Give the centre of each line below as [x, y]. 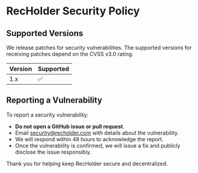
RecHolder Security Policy [73, 11]
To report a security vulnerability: [48, 115]
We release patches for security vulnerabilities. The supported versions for [99, 47]
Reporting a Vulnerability [54, 100]
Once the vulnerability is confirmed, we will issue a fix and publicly [97, 145]
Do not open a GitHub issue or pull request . [70, 126]
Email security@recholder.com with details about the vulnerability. [97, 133]
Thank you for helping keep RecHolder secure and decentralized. [87, 163]
